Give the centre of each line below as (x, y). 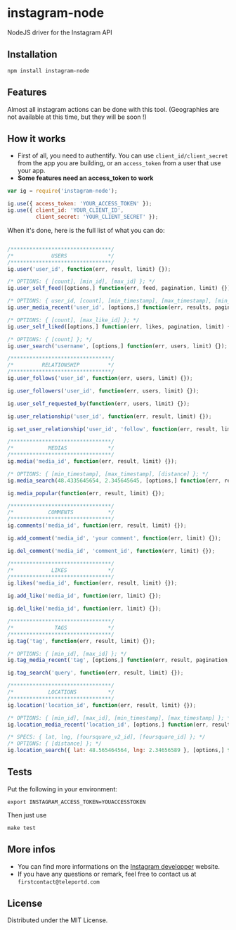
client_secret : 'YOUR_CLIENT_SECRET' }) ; (97, 217)
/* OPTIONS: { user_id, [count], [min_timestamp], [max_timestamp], (110, 301)
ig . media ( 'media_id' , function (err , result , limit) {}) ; (92, 461)
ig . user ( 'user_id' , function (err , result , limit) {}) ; (89, 269)
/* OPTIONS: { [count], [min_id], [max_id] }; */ (81, 282)
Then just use (27, 815)
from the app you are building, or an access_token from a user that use (119, 163)
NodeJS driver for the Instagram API (60, 32)
